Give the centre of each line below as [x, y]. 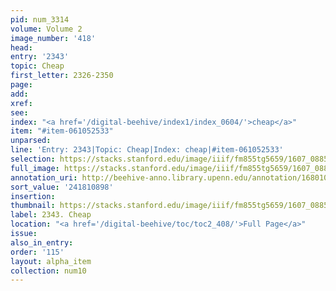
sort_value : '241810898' [62, 187]
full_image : [35, 168]
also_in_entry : [42, 242]
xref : [21, 103]
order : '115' [37, 252]
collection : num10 [48, 271]
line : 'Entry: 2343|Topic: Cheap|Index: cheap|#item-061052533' [147, 150]
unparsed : [31, 141]
